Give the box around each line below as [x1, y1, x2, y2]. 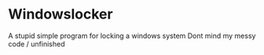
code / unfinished [8, 39, 65, 48]
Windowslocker [8, 5, 113, 23]
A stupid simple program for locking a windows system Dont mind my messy [8, 31, 256, 40]
